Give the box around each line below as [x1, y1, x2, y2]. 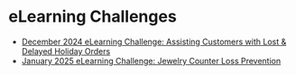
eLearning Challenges [8, 6, 177, 27]
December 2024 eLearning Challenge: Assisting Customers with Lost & [21, 36, 287, 47]
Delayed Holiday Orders [21, 45, 111, 56]
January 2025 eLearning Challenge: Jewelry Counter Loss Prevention [21, 55, 282, 66]
